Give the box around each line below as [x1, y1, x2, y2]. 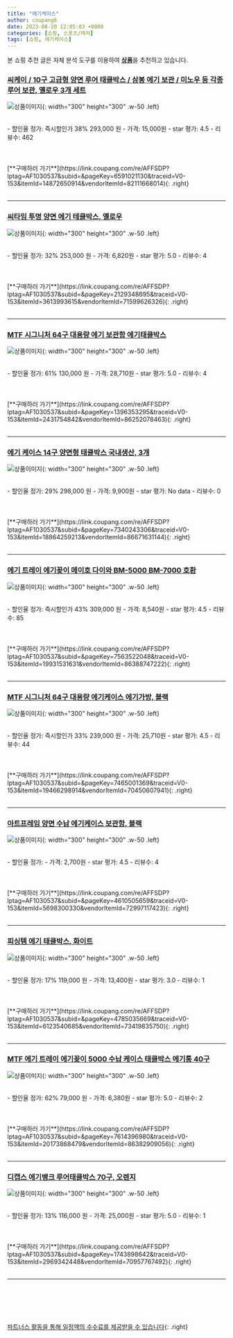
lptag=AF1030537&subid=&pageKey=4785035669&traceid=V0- [7, 1014, 189, 1022]
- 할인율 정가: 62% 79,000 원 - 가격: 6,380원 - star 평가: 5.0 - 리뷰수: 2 [7, 1093, 203, 1102]
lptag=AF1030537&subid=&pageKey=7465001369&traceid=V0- [7, 778, 189, 787]
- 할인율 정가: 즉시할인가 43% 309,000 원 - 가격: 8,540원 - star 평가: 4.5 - [7, 605, 212, 613]
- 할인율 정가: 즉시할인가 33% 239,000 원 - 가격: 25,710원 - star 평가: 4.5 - [7, 731, 214, 740]
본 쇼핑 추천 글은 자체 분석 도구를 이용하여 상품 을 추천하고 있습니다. [7, 56, 189, 65]
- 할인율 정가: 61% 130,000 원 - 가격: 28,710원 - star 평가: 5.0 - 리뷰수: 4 [7, 369, 207, 377]
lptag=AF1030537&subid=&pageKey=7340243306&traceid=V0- [7, 525, 190, 534]
